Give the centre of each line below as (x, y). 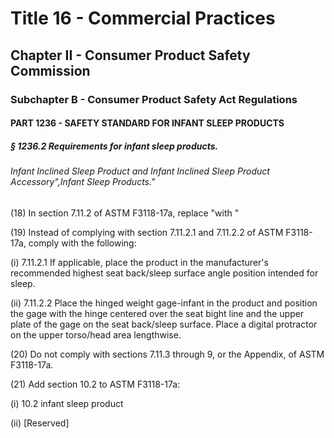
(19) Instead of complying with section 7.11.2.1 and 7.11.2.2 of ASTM (147, 232)
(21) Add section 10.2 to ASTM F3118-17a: (95, 384)
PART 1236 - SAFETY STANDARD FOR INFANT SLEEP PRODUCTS (147, 123)
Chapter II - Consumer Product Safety (130, 55)
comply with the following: (82, 243)
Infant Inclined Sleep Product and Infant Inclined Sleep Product (140, 171)
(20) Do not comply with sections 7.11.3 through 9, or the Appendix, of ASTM (167, 354)
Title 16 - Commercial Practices (143, 18)
